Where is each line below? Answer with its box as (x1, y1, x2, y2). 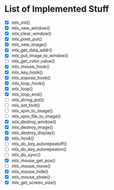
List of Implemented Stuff (4, 3, 110, 15)
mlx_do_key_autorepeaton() (11, 147, 66, 152)
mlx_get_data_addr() (11, 47, 52, 53)
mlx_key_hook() (11, 69, 43, 75)
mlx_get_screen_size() (11, 179, 56, 185)
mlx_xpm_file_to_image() (11, 113, 61, 119)
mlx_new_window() (11, 25, 50, 31)
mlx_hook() (11, 135, 34, 141)
